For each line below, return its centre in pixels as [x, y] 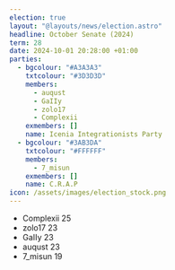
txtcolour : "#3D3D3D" [66, 76]
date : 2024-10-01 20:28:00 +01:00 [74, 51]
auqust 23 [41, 247]
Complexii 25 [47, 218]
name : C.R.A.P [52, 185]
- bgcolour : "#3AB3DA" [60, 143]
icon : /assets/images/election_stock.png [88, 193]
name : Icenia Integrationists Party [94, 135]
